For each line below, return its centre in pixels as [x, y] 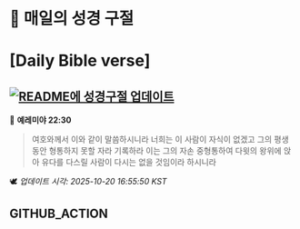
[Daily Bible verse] [80, 61]
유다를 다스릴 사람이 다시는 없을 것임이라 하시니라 [129, 162]
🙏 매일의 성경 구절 [72, 19]
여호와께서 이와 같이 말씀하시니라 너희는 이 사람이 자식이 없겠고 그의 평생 [160, 139]
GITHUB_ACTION [59, 213]
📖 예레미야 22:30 [40, 120]
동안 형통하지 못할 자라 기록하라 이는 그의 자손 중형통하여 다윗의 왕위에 [156, 151]
